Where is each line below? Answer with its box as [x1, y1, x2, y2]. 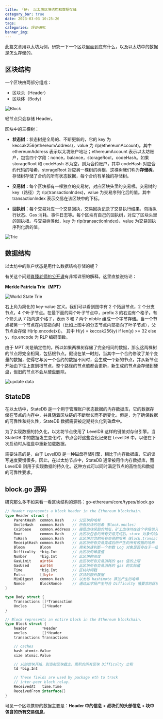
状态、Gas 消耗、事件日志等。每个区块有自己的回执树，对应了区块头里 [16, 212, 158, 217]
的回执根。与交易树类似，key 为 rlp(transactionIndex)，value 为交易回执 [12, 218, 156, 224]
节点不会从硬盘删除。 [26, 369, 69, 374]
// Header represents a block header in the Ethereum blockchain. [5, 509, 142, 514]
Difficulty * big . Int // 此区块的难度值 [14, 549, 104, 555]
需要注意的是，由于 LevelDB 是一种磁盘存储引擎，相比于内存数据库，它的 [5, 451, 152, 457]
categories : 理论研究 [5, 25, 46, 30]
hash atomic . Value [14, 648, 51, 653]
